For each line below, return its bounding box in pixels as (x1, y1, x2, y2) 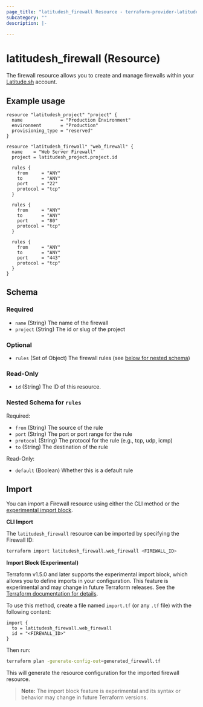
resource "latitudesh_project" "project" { (6, 112, 118, 118)
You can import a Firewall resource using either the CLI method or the (6, 500, 179, 507)
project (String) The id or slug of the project (14, 325, 126, 333)
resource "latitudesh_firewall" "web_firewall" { (6, 143, 134, 150)
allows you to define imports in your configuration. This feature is (6, 577, 169, 585)
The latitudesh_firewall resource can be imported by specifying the (6, 530, 179, 538)
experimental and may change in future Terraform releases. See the (6, 584, 175, 591)
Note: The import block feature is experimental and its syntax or (21, 688, 181, 695)
